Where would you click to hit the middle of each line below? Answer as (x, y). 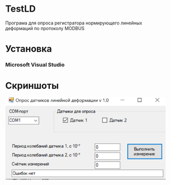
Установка (29, 49)
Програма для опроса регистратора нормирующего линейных (74, 23)
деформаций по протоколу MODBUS (45, 28)
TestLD (21, 9)
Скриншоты (32, 86)
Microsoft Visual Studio (35, 65)
